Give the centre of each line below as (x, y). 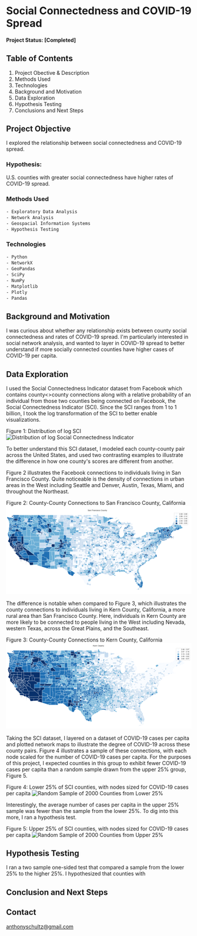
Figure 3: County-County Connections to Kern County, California (84, 640)
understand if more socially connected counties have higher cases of (90, 349)
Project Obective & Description (52, 72)
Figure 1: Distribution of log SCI (44, 431)
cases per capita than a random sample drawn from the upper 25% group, (96, 769)
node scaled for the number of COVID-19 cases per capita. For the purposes (98, 757)
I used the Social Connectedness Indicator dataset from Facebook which (94, 388)
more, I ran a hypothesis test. (41, 817)
